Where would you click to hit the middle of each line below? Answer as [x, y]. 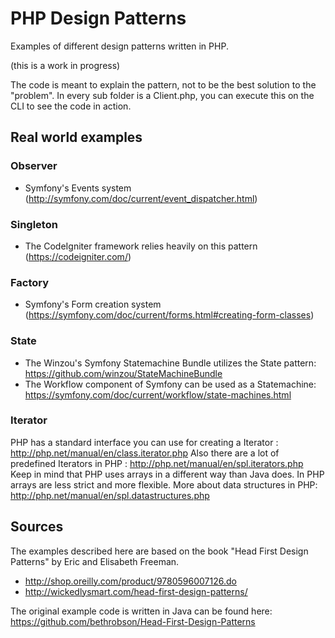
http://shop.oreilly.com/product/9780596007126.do [130, 581]
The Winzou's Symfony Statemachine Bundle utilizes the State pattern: [170, 363]
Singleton [34, 224]
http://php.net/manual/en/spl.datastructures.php [110, 495]
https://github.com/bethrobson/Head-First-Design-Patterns [133, 621]
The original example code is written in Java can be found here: [141, 611]
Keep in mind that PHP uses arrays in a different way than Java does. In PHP [167, 474]
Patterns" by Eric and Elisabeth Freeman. [95, 561]
